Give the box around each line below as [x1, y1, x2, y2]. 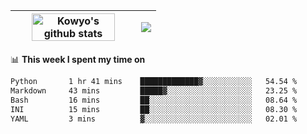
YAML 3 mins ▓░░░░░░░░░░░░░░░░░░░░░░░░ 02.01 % [10, 114, 298, 124]
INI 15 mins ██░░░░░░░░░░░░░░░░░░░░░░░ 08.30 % [10, 104, 298, 114]
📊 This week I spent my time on [10, 54, 146, 65]
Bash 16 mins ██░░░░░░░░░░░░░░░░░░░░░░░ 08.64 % [10, 95, 298, 105]
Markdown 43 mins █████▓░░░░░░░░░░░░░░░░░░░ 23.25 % [10, 85, 298, 96]
